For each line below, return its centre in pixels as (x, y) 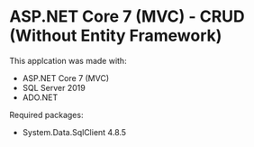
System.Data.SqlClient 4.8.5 (74, 132)
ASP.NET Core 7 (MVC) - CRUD (127, 17)
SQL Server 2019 (54, 87)
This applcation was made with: (68, 60)
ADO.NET (40, 97)
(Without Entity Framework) (116, 36)
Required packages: (46, 115)
